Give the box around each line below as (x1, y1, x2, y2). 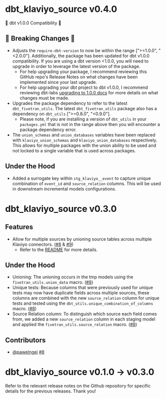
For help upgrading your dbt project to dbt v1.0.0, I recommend (19, 84, 148, 90)
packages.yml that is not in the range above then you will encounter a (19, 121, 160, 127)
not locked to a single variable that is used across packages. (12, 147, 136, 153)
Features (5, 223, 33, 231)
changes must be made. (19, 95, 69, 101)
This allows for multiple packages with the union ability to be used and (12, 142, 157, 148)
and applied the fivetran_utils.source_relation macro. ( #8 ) (12, 322, 137, 328)
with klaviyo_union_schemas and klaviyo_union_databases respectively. (12, 137, 158, 143)
